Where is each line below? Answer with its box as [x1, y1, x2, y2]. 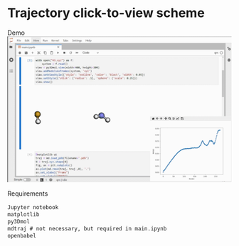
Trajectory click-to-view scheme [7, 5, 205, 21]
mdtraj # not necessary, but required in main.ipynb [7, 225, 167, 232]
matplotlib [7, 211, 40, 218]
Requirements [7, 189, 48, 198]
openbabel [7, 232, 37, 239]
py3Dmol [7, 218, 31, 225]
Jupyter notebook [7, 203, 59, 211]
